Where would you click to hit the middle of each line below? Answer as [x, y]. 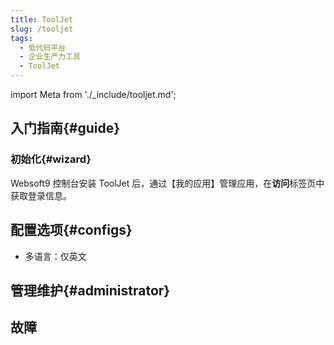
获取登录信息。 [41, 195]
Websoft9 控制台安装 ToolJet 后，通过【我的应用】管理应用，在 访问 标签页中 [167, 183]
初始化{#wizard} [51, 159]
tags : [21, 38]
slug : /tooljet [42, 29]
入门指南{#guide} [65, 128]
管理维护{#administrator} [90, 290]
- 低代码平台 [43, 47]
